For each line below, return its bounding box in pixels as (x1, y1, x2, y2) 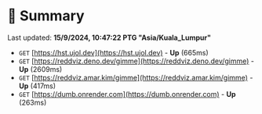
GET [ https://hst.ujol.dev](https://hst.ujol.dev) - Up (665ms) (18, 48, 209, 57)
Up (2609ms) (18, 64, 63, 73)
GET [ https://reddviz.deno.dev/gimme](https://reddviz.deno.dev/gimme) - (18, 56, 255, 66)
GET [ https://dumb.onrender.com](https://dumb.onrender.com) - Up (18, 89, 236, 98)
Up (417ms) (18, 81, 56, 91)
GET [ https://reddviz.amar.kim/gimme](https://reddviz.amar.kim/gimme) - (18, 73, 253, 82)
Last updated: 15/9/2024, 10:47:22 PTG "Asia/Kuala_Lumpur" (7, 33, 211, 42)
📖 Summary (7, 7, 85, 25)
